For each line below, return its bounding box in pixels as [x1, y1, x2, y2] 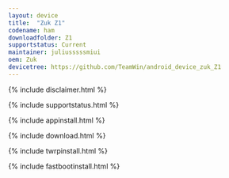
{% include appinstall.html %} [8, 116, 105, 125]
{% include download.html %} [8, 131, 106, 140]
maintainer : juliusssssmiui [8, 48, 101, 56]
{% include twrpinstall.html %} [8, 146, 109, 155]
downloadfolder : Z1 [8, 33, 73, 42]
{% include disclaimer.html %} [8, 85, 107, 94]
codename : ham [8, 26, 55, 34]
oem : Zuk [8, 56, 37, 64]
